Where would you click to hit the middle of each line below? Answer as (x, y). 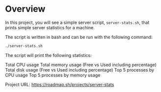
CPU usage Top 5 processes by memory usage (53, 75)
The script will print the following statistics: (48, 55)
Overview (25, 9)
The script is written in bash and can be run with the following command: (79, 37)
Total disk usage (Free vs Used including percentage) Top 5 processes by (80, 70)
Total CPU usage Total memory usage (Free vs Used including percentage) (81, 65)
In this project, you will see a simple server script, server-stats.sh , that (77, 22)
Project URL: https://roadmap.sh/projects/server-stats (60, 84)
